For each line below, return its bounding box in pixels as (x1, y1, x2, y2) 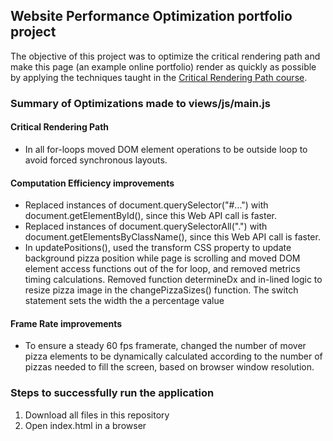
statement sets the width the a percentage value (24, 295, 225, 307)
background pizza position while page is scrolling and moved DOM (24, 252, 301, 264)
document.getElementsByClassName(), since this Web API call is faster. (24, 231, 321, 243)
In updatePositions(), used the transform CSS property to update (24, 242, 292, 254)
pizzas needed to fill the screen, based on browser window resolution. (24, 361, 315, 373)
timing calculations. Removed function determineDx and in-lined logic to (24, 274, 323, 286)
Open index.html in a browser (24, 419, 147, 431)
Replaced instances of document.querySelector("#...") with (24, 199, 269, 211)
